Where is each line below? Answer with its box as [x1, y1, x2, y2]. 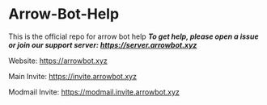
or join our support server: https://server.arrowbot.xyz [8, 40, 197, 49]
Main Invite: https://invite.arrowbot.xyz [8, 71, 138, 81]
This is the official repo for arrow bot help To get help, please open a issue [8, 31, 259, 41]
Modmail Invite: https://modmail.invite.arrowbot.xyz [8, 86, 180, 97]
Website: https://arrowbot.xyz [8, 56, 108, 65]
